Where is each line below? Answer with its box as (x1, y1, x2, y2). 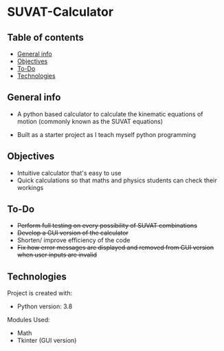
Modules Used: (7, 316, 50, 324)
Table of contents (7, 32, 84, 43)
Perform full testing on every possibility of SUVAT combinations (16, 222, 198, 230)
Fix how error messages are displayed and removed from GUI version (16, 244, 214, 252)
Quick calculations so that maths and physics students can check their (16, 176, 218, 184)
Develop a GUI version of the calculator (16, 228, 129, 237)
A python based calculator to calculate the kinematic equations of (16, 109, 203, 118)
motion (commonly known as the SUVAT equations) (16, 117, 164, 125)
